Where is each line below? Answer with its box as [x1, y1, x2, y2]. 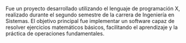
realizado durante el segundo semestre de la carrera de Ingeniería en [5, 11, 175, 18]
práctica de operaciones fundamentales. [5, 30, 105, 37]
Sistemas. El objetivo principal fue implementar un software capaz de [5, 18, 175, 24]
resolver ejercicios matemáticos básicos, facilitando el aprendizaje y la [5, 24, 178, 31]
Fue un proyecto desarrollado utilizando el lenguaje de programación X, [5, 5, 180, 12]
